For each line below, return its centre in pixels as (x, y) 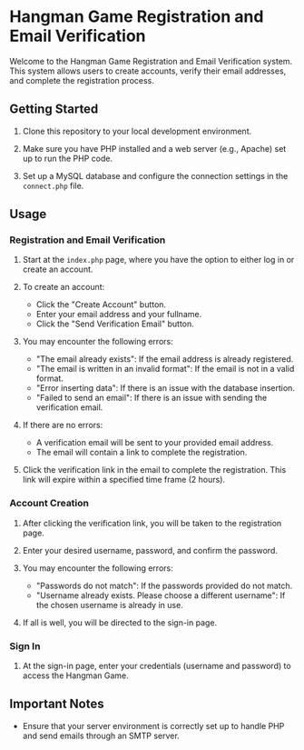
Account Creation (49, 504)
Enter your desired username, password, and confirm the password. (150, 550)
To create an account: (64, 287)
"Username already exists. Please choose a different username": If (161, 595)
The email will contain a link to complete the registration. (142, 453)
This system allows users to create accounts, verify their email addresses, (148, 71)
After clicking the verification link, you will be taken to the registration (152, 523)
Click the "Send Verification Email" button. (115, 324)
